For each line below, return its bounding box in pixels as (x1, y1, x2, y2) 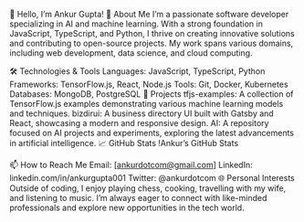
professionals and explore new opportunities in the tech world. (9, 202, 245, 213)
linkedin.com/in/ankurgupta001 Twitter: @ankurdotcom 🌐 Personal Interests (9, 173, 295, 183)
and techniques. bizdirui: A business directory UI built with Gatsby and (9, 108, 274, 119)
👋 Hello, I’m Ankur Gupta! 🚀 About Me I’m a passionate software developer (9, 9, 289, 19)
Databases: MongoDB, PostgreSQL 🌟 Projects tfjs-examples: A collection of (9, 89, 294, 100)
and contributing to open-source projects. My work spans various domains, (9, 37, 294, 48)
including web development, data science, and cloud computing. (9, 48, 253, 58)
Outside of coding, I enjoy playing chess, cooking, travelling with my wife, (9, 183, 287, 194)
